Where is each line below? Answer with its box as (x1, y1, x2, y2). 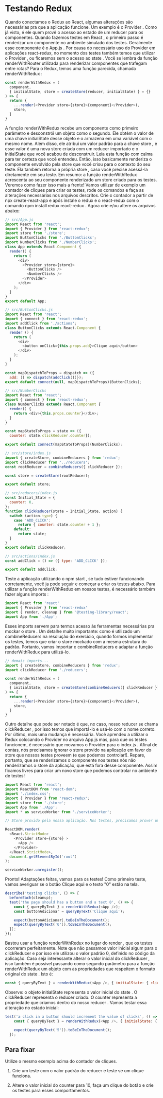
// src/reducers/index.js (5, 491, 57, 496)
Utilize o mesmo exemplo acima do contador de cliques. (5, 1059, 117, 1064)
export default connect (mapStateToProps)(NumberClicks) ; (5, 442, 123, 447)
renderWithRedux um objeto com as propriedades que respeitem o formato (5, 966, 155, 972)
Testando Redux (5, 3, 72, 14)
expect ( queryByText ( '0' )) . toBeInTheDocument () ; (14, 922, 112, 927)
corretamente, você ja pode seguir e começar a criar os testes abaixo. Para (5, 581, 156, 587)
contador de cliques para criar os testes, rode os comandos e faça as (5, 187, 144, 193)
